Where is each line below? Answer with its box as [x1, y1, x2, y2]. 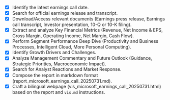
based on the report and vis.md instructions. [12, 89, 105, 95]
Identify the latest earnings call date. [12, 5, 89, 10]
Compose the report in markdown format [12, 72, 98, 78]
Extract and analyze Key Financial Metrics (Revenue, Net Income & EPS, [12, 27, 163, 33]
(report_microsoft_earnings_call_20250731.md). [12, 78, 112, 84]
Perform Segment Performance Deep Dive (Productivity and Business [12, 38, 159, 44]
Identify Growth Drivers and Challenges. [12, 49, 97, 56]
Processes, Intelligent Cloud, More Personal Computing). [12, 44, 132, 50]
